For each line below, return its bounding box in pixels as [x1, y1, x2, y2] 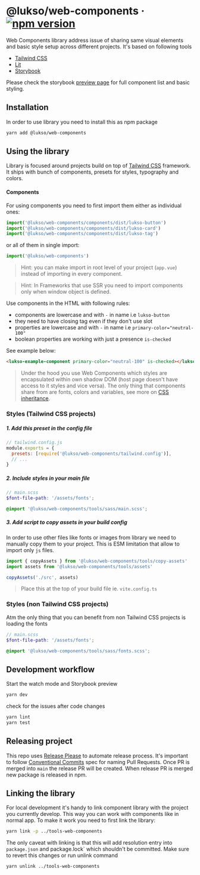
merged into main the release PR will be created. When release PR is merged [6, 765, 193, 772]
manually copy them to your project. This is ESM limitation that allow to [6, 540, 180, 547]
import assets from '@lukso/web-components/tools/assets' [6, 563, 153, 569]
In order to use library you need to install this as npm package [6, 118, 158, 125]
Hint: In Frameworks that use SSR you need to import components [20, 282, 183, 289]
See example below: [6, 347, 56, 355]
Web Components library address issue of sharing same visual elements [6, 36, 183, 44]
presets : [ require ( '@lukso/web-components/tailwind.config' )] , [11, 451, 171, 457]
